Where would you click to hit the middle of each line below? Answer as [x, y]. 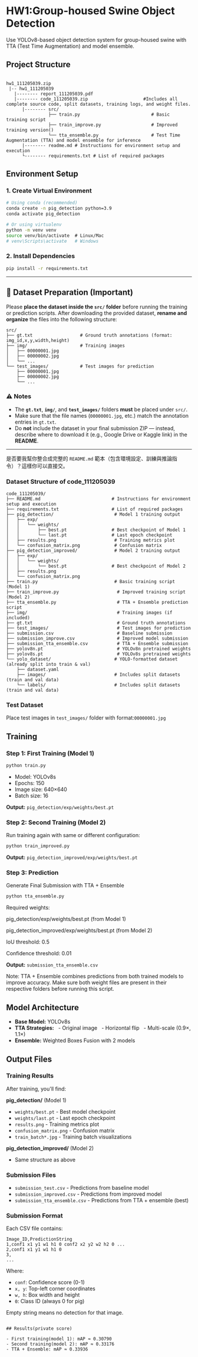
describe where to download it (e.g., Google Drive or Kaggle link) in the [101, 434]
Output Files [29, 1059]
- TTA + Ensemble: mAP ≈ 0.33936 [47, 1349]
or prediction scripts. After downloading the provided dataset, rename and [97, 313]
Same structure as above [45, 1160]
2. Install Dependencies [41, 256]
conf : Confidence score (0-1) [50, 1283]
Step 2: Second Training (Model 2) [56, 822]
